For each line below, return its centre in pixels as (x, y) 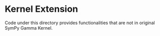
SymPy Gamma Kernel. (29, 28)
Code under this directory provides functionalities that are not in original (80, 23)
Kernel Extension (42, 9)
